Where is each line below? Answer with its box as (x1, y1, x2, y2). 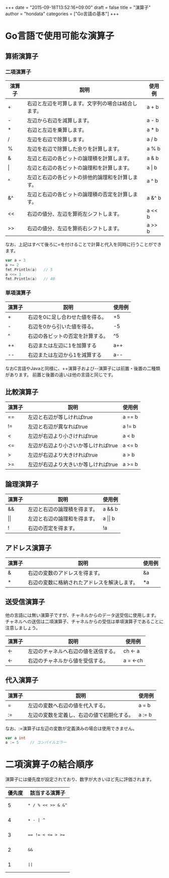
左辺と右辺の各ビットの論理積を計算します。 (27, 154, 133, 162)
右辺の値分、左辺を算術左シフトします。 (27, 210, 123, 217)
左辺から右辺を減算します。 (27, 117, 93, 124)
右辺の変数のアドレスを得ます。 (28, 570, 103, 577)
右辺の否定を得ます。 (28, 525, 78, 532)
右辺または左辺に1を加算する (28, 342, 97, 349)
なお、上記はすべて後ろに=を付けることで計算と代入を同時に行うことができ (5, 241, 162, 247)
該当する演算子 (30, 790, 65, 797)
